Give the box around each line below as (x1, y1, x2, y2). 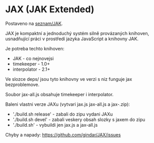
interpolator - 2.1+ (12, 66, 50, 72)
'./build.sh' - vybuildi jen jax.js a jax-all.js (12, 122, 98, 128)
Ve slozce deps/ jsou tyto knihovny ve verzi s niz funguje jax (5, 76, 133, 82)
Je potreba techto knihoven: (5, 45, 65, 51)
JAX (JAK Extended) (5, 4, 94, 15)
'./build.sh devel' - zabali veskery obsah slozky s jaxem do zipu (12, 116, 145, 123)
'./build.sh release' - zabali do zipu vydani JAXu (12, 111, 113, 117)
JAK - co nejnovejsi (12, 55, 54, 62)
